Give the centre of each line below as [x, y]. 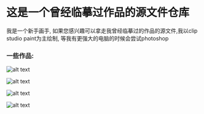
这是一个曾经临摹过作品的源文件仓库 [98, 13]
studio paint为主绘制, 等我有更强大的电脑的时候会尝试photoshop [88, 38]
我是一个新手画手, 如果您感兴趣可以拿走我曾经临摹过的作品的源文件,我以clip [102, 31]
